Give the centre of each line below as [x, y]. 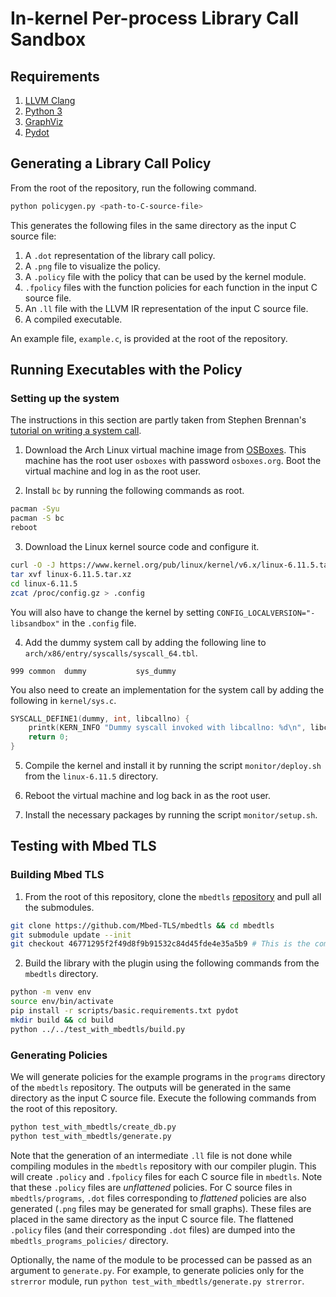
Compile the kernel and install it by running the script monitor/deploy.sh [173, 765]
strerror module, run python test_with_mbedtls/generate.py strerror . [157, 1281]
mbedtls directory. [61, 974]
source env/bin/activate [62, 1002]
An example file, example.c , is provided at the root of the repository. [149, 338]
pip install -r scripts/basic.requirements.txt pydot [125, 1011]
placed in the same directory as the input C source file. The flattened [152, 1219]
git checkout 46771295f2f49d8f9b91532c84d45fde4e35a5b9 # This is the [160, 944]
